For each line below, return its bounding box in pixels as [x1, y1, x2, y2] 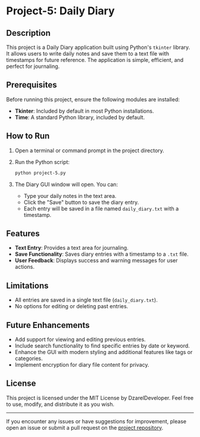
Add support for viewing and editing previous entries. [14, 336, 146, 343]
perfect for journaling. [6, 63, 60, 70]
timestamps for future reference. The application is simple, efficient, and [6, 57, 184, 63]
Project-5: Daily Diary [6, 4, 115, 18]
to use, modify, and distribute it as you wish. [6, 401, 115, 408]
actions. [14, 264, 35, 271]
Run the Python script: [14, 158, 70, 165]
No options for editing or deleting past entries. [14, 303, 129, 310]
